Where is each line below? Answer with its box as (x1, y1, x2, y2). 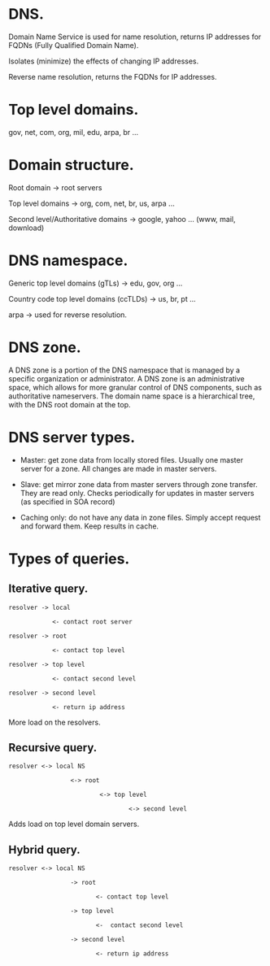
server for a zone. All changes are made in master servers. (20, 463, 217, 473)
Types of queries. (8, 550, 130, 568)
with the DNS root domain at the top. (8, 399, 131, 409)
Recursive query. (8, 741, 98, 755)
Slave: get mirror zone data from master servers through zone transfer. (20, 479, 258, 489)
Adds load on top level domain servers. (8, 819, 140, 829)
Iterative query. (8, 582, 89, 596)
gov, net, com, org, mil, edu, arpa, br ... (8, 127, 139, 137)
